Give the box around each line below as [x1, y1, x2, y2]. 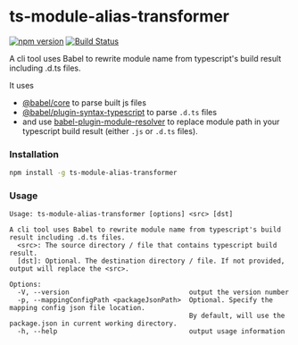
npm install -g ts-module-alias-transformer [9, 168, 178, 178]
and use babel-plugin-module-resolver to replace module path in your [21, 116, 280, 127]
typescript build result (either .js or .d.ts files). [21, 125, 198, 136]
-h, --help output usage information [17, 327, 286, 336]
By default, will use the [188, 311, 286, 321]
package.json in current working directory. [9, 319, 178, 328]
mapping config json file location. [9, 304, 145, 313]
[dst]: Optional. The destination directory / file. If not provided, [17, 257, 286, 265]
